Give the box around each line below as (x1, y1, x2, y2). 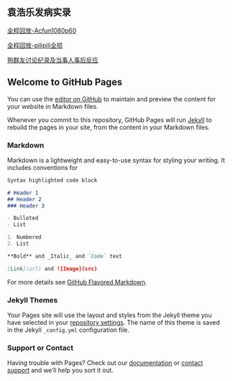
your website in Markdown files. (7, 102, 98, 110)
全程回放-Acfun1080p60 (7, 26, 77, 35)
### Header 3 (7, 202, 45, 210)
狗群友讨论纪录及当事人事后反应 (7, 56, 98, 64)
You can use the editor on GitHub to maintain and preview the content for (7, 94, 216, 103)
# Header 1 (7, 189, 39, 196)
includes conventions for (7, 163, 78, 171)
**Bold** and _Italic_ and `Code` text (7, 253, 123, 260)
